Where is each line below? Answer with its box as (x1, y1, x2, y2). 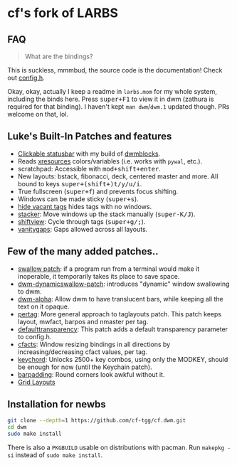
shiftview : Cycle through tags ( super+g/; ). (17, 217, 146, 225)
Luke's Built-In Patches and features (7, 130, 172, 143)
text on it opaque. (17, 302, 70, 311)
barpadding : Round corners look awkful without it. (17, 370, 165, 378)
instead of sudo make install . (15, 451, 103, 459)
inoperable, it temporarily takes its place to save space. (17, 272, 180, 280)
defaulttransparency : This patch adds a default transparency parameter (17, 325, 228, 333)
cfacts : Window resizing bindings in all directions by (17, 340, 171, 348)
